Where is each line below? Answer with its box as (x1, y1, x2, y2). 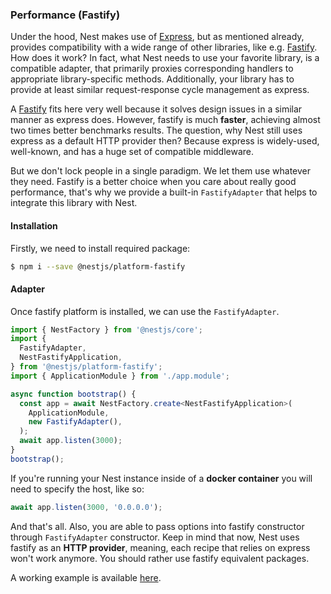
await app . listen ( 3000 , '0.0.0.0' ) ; (10, 502, 163, 512)
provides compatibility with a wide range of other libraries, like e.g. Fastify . (10, 41, 318, 53)
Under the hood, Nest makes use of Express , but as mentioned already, (10, 31, 305, 43)
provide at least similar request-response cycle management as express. (10, 84, 310, 96)
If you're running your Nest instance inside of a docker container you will (10, 472, 313, 484)
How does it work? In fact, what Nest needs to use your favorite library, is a (10, 52, 320, 64)
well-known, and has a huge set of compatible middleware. (10, 146, 255, 158)
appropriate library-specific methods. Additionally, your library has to (10, 73, 295, 85)
